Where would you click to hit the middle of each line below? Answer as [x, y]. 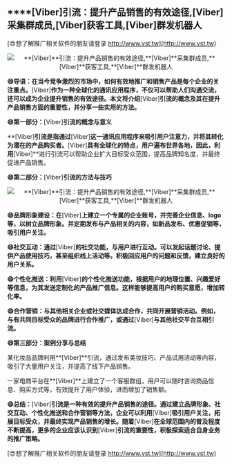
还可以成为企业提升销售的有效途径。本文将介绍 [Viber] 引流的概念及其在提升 [114, 98]
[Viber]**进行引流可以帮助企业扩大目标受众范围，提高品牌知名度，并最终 [117, 153]
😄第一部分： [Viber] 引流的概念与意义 [59, 122]
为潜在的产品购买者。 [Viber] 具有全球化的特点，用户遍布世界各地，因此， [111, 145]
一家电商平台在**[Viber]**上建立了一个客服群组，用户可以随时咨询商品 [108, 380]
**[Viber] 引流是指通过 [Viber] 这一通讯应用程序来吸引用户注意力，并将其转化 [115, 136]
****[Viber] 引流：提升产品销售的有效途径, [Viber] [115, 12]
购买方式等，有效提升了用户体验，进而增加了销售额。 [95, 389]
